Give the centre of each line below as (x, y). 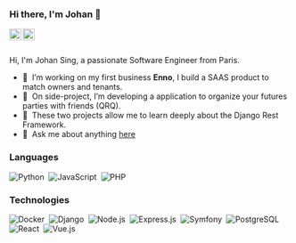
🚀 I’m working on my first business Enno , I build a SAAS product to (145, 77)
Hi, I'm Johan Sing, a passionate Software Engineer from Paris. (125, 61)
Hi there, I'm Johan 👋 (55, 14)
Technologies (39, 199)
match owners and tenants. (72, 87)
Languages (34, 158)
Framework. (44, 125)
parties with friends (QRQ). (71, 106)
